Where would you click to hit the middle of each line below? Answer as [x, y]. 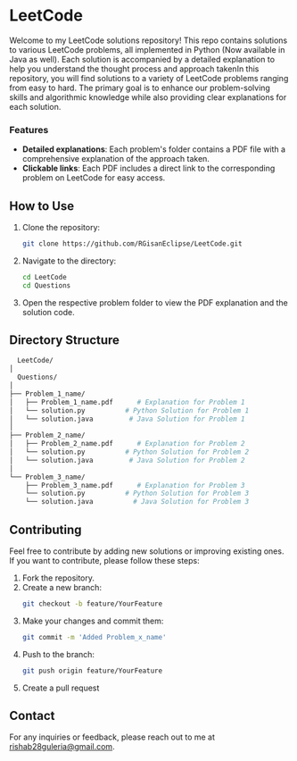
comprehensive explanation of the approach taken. [115, 159]
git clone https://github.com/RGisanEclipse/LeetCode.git [132, 244]
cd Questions [46, 285]
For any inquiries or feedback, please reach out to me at [112, 737]
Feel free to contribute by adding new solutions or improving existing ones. [147, 551]
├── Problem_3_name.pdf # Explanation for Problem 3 [135, 485]
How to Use [42, 206]
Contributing [45, 529]
